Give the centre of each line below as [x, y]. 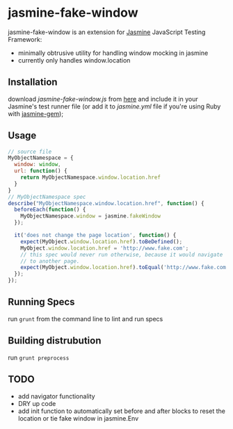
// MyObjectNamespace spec [47, 197]
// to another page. [50, 261]
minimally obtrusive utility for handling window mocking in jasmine [113, 53]
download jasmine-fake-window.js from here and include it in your [103, 99]
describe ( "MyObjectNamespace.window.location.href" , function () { [106, 203]
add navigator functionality [57, 396]
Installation [33, 82]
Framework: [25, 39]
